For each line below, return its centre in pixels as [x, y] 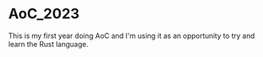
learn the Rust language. [49, 44]
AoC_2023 [44, 14]
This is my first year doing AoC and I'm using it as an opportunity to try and [131, 36]
